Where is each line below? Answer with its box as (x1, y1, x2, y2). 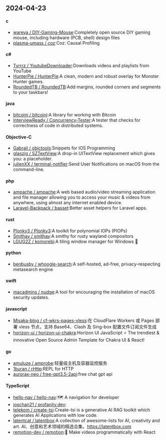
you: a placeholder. (13, 156, 53, 162)
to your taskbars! (13, 89, 48, 95)
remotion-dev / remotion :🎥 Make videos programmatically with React (13, 429, 156, 435)
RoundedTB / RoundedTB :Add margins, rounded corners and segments (13, 84, 161, 90)
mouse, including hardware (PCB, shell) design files (13, 35, 120, 41)
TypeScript (6, 383, 30, 389)
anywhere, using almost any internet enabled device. (13, 200, 122, 206)
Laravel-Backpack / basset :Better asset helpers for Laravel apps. (13, 205, 147, 211)
